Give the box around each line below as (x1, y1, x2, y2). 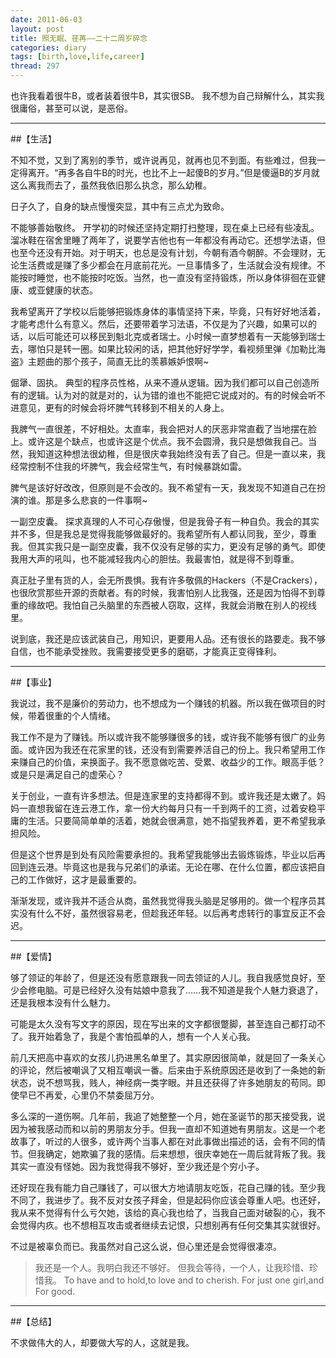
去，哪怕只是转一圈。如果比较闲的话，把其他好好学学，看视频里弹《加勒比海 (10, 343, 326, 355)
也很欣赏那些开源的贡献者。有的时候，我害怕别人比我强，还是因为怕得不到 (10, 587, 317, 598)
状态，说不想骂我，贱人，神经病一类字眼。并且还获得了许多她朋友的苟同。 (10, 1077, 317, 1088)
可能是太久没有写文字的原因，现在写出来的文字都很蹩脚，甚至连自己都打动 (10, 1018, 317, 1030)
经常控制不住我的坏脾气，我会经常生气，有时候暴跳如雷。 (10, 461, 247, 472)
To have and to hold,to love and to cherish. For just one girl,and (63, 1274, 325, 1286)
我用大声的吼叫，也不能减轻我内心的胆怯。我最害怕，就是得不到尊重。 (10, 553, 300, 565)
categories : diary (10, 42, 87, 53)
